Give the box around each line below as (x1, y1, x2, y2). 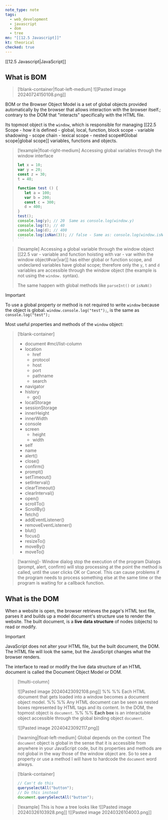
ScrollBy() (24, 506, 46, 512)
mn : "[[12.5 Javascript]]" (5, 36, 61, 41)
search (32, 378, 47, 384)
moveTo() (24, 549, 45, 555)
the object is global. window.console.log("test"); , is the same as (5, 307, 139, 313)
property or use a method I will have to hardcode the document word (17, 756, 156, 762)
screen (24, 426, 39, 432)
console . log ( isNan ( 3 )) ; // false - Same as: (17, 232, 112, 238)
